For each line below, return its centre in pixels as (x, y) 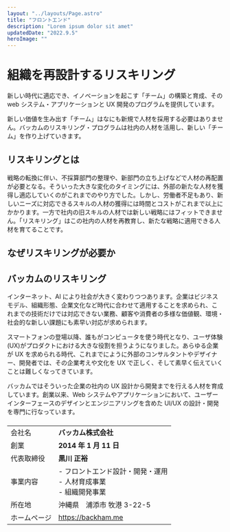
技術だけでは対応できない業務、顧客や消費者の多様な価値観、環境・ (127, 314)
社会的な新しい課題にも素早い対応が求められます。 (79, 322)
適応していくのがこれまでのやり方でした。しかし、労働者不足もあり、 (118, 195)
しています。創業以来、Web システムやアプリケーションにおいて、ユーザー (113, 395)
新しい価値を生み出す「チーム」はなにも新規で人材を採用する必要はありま (112, 119)
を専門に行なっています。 (43, 412)
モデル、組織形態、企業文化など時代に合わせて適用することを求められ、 (110, 305)
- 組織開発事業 (82, 492)
